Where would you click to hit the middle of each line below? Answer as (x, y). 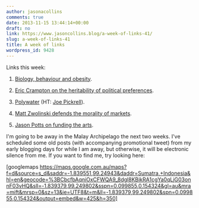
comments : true (25, 17)
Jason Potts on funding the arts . (54, 125)
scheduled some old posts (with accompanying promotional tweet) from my (99, 143)
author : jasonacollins (34, 12)
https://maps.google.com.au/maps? (83, 166)
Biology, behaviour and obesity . (53, 78)
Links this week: (26, 67)
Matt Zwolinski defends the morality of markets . (73, 113)
